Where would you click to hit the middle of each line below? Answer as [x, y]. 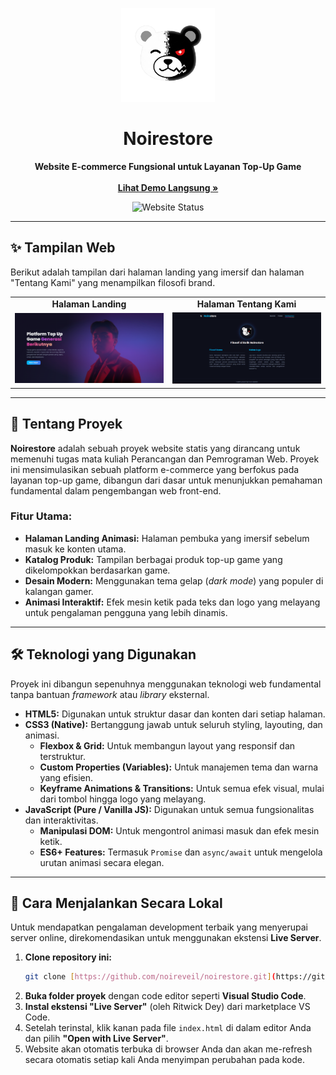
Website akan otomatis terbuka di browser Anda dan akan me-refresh [168, 1049]
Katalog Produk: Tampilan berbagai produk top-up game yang [153, 559]
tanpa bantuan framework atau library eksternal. [110, 694]
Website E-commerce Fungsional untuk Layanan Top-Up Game [168, 166]
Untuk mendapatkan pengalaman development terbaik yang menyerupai [159, 927]
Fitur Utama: [41, 516]
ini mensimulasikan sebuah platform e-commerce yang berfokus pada [155, 469]
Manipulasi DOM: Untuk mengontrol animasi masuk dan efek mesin [179, 830]
